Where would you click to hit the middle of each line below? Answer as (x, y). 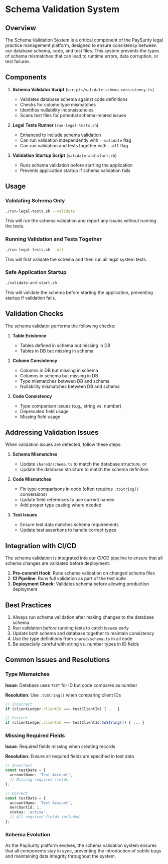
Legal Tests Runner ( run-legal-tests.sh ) (55, 125)
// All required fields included (45, 817)
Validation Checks (34, 314)
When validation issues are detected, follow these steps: (63, 444)
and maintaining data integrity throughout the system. (61, 856)
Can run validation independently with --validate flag (75, 140)
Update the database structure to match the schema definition (84, 470)
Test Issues (25, 515)
